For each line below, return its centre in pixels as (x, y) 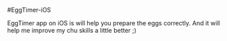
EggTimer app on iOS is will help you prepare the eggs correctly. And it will (113, 23)
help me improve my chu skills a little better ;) (72, 30)
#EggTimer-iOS (29, 10)
